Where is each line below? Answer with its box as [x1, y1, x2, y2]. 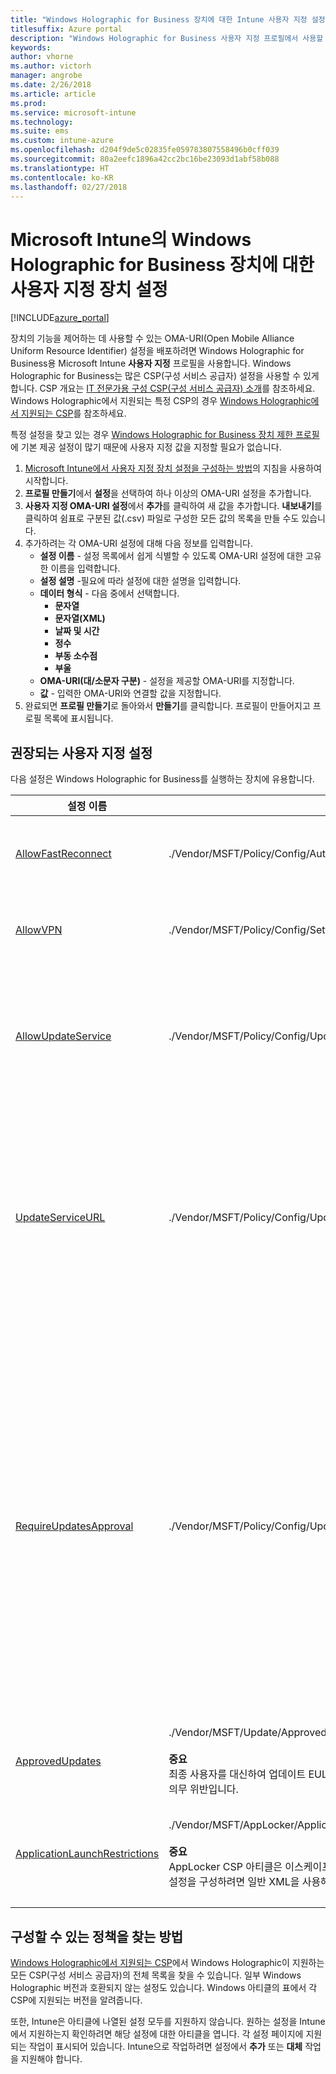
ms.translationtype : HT [10, 163, 110, 173]
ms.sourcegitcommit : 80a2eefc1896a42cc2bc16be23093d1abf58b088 [10, 154, 280, 164]
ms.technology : [10, 117, 74, 127]
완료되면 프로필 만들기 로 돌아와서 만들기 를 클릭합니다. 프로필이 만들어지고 [24, 700, 311, 712]
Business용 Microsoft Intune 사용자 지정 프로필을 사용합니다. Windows [10, 357, 292, 370]
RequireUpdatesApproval [15, 1519, 134, 1533]
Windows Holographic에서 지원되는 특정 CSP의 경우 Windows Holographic [10, 395, 312, 407]
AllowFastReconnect [15, 847, 112, 861]
